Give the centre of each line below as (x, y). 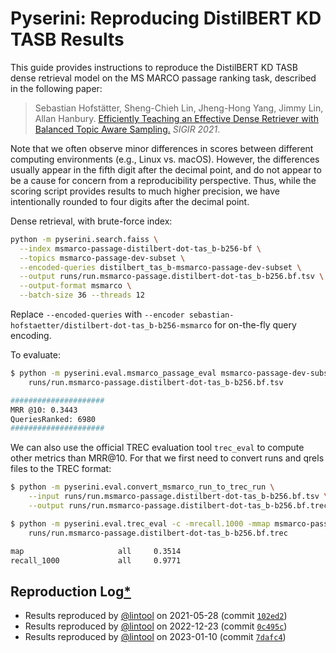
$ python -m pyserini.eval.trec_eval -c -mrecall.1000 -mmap (140, 523)
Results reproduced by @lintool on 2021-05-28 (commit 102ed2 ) (156, 616)
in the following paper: (56, 88)
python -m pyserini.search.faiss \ (84, 239)
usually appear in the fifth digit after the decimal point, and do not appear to (166, 169)
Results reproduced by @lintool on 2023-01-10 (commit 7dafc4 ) (155, 637)
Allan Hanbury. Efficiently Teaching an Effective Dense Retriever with (176, 118)
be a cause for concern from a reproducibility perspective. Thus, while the (163, 180)
